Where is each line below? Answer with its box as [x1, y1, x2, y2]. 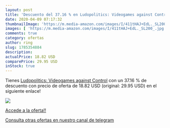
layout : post [5, 7, 33, 13]
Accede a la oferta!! [5, 107, 47, 113]
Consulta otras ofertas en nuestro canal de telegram [5, 117, 114, 123]
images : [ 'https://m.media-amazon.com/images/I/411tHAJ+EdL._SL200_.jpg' [5, 26, 166, 31]
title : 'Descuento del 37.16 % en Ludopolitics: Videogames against [5, 12, 153, 17]
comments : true [5, 31, 37, 36]
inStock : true [5, 63, 35, 69]
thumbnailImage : [5, 21, 39, 27]
